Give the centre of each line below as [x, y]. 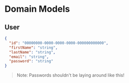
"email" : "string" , [29, 57]
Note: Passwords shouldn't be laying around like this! [70, 75]
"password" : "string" [31, 61]
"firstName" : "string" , [33, 48]
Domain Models [37, 9]
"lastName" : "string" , [32, 52]
